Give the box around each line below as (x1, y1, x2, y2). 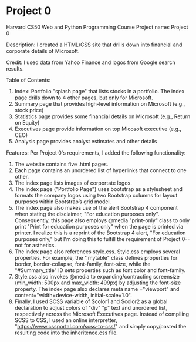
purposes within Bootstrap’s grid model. (14, 198, 111, 205)
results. (6, 65, 25, 72)
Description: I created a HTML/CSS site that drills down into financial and (6, 41, 183, 48)
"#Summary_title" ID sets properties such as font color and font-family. (14, 266, 186, 274)
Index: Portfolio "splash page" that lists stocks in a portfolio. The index (14, 88, 185, 95)
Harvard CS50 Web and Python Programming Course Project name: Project (6, 24, 189, 31)
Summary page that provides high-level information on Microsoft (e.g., (14, 100, 185, 107)
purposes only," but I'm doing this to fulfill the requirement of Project (14, 235, 181, 242)
